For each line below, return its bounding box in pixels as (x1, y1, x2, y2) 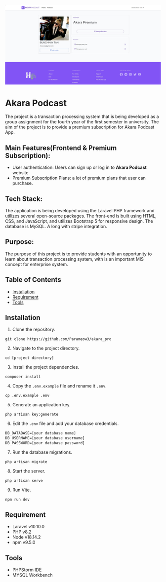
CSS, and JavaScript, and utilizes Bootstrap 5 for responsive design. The (5, 218, 153, 224)
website (12, 170, 29, 176)
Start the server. (12, 468, 45, 474)
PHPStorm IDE (12, 567, 42, 573)
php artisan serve (5, 478, 43, 483)
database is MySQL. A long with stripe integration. (5, 223, 107, 229)
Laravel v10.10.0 (12, 524, 45, 530)
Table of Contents (5, 275, 62, 284)
